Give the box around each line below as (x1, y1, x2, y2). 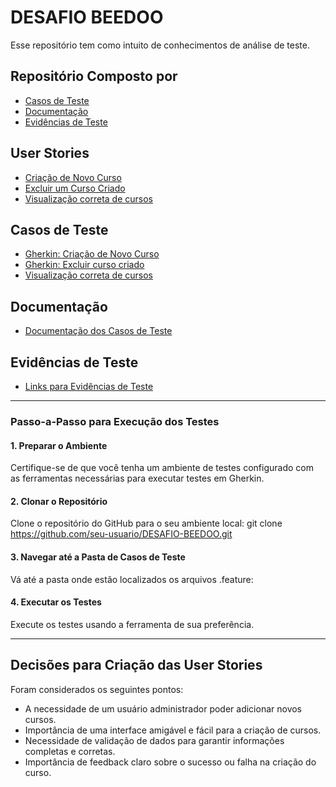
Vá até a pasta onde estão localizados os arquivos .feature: (10, 573, 254, 585)
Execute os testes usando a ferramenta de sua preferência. (10, 618, 255, 630)
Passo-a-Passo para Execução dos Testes (10, 414, 220, 428)
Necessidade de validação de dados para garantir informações (24, 734, 285, 746)
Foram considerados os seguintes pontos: (10, 683, 184, 695)
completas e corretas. (24, 745, 116, 757)
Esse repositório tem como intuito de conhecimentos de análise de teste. (10, 39, 310, 51)
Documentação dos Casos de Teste (24, 325, 173, 337)
